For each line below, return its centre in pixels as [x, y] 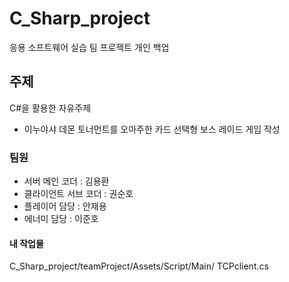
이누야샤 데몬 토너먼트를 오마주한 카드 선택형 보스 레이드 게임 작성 [152, 129]
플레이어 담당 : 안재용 [65, 206]
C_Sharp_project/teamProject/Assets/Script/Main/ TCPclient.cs [139, 266]
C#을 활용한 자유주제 [50, 108]
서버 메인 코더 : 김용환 [66, 181]
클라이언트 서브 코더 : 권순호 [78, 194]
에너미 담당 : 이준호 [61, 219]
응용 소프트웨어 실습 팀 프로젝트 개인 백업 [89, 47]
